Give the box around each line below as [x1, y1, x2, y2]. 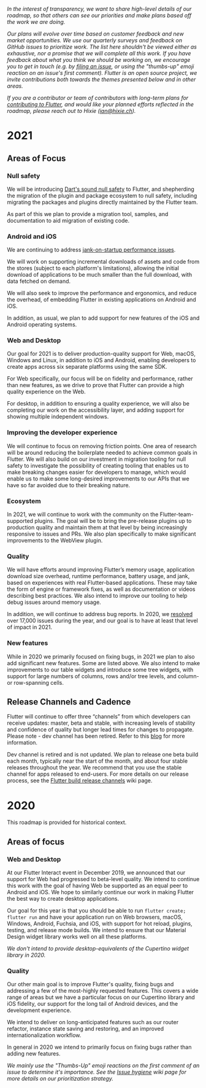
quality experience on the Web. [7, 388, 86, 395]
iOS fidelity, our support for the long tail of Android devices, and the [7, 1000, 178, 1008]
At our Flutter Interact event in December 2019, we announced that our [7, 869, 186, 876]
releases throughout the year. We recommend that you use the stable [7, 764, 182, 771]
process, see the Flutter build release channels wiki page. [7, 777, 153, 784]
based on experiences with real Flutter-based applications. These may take [7, 579, 197, 587]
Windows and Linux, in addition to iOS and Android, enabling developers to [7, 357, 196, 364]
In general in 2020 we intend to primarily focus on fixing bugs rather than [7, 1043, 192, 1051]
